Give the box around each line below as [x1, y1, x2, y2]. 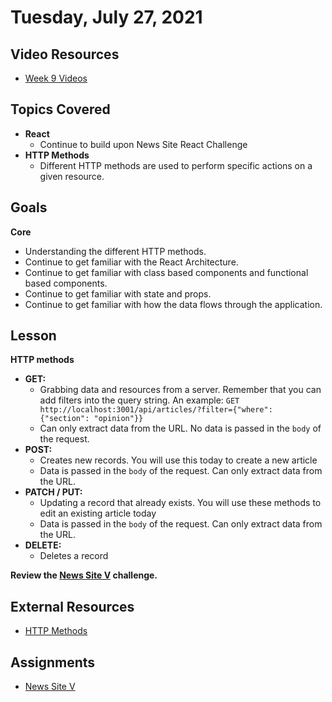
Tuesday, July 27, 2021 [10, 6, 203, 29]
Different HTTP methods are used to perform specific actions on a [39, 159, 313, 171]
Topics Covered [10, 101, 111, 118]
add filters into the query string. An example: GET [39, 394, 240, 406]
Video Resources [10, 46, 120, 63]
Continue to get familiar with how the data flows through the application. [24, 298, 323, 310]
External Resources [10, 598, 135, 615]
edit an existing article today [39, 507, 157, 520]
